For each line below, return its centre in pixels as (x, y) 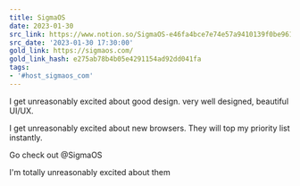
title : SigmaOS (37, 17)
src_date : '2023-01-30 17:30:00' (71, 42)
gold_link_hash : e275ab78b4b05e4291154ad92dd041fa (105, 59)
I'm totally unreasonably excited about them (90, 172)
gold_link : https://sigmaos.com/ (71, 51)
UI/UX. (21, 110)
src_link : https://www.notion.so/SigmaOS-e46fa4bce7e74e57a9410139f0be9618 (153, 34)
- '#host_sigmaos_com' (51, 76)
